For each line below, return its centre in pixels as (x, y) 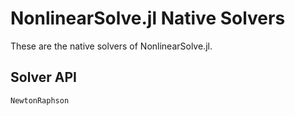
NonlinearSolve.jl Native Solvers (148, 18)
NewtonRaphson (40, 100)
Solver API (43, 77)
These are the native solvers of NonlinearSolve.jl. (111, 46)
